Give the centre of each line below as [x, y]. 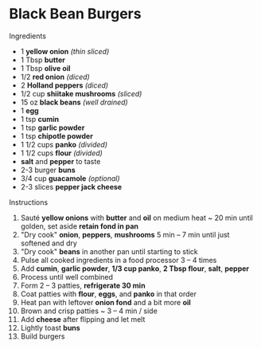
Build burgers [43, 336]
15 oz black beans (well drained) [74, 102]
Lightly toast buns [50, 327]
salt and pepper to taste [60, 161]
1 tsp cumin [40, 119]
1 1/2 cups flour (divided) [61, 153]
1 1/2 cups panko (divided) [64, 144]
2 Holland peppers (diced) [64, 85]
